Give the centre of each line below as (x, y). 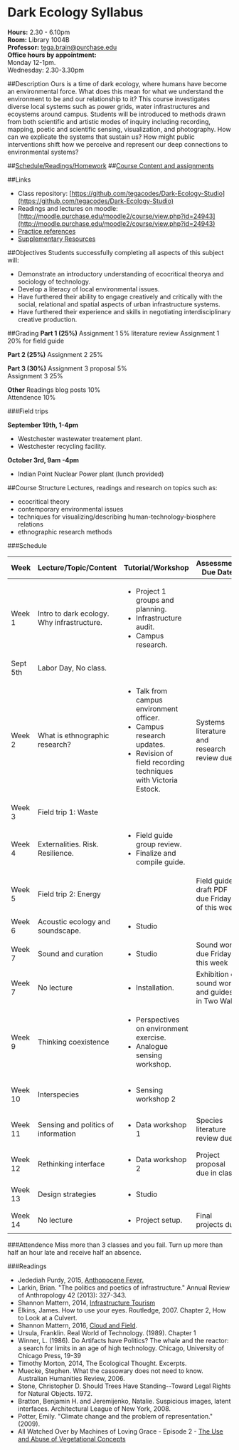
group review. (159, 844)
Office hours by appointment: (52, 55)
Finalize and (156, 853)
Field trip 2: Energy (70, 894)
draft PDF (212, 889)
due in (206, 1173)
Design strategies (67, 1194)
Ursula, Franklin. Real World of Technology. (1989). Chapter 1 (107, 1332)
